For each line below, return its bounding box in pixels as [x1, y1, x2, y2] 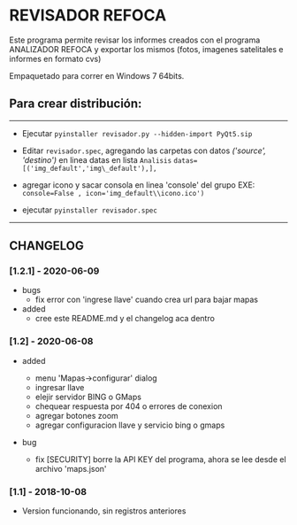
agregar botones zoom [34, 410, 119, 421]
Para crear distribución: [9, 97, 142, 112]
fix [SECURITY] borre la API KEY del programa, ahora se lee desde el [34, 453, 286, 465]
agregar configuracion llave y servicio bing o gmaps [34, 420, 225, 430]
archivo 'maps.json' [34, 463, 108, 474]
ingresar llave [34, 382, 85, 392]
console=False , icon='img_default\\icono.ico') [21, 189, 205, 197]
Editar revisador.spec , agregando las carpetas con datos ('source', [21, 145, 267, 156]
